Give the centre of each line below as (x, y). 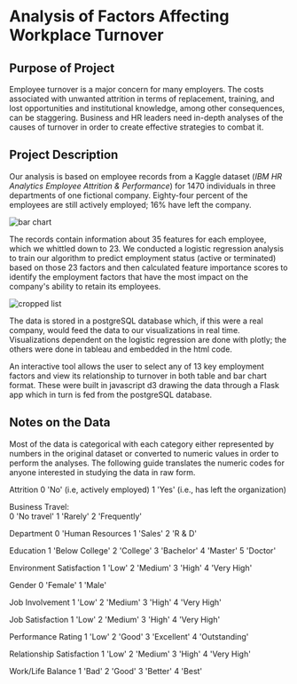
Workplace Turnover (86, 35)
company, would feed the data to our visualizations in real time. (125, 330)
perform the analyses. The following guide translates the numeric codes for (147, 463)
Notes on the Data (60, 422)
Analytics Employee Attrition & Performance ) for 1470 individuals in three (143, 186)
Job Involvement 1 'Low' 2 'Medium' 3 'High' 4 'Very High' (115, 602)
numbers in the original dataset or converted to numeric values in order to (144, 453)
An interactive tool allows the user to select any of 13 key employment (137, 366)
